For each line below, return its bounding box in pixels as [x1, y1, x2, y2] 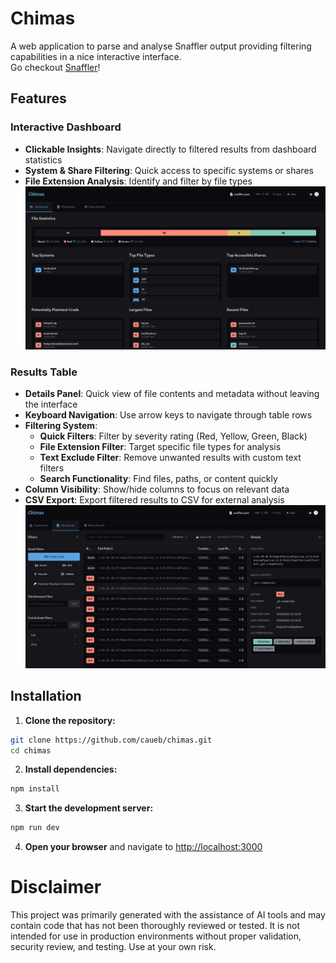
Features [10, 90, 67, 107]
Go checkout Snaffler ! [10, 61, 101, 73]
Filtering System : [24, 420, 98, 432]
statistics [24, 153, 63, 166]
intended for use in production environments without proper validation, [10, 930, 302, 942]
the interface [24, 398, 78, 411]
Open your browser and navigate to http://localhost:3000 [24, 841, 263, 853]
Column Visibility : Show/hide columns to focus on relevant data [24, 483, 290, 496]
